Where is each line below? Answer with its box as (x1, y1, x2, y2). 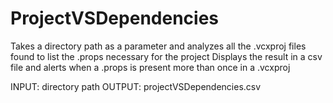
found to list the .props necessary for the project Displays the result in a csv (10, 50, 323, 62)
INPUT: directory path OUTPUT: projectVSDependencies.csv (10, 80, 262, 92)
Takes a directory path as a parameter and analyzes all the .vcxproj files (10, 40, 307, 52)
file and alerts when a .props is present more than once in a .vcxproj (10, 61, 291, 73)
